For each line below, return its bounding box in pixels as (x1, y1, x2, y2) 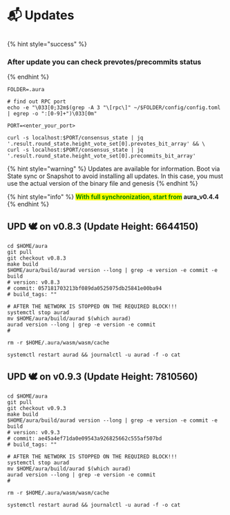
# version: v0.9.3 (7, 429, 60, 436)
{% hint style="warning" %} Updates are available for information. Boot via (7, 164, 220, 173)
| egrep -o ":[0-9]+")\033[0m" (7, 110, 97, 117)
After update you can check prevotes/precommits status (7, 57, 202, 66)
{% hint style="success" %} (7, 39, 88, 48)
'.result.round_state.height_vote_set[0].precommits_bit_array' (7, 152, 196, 159)
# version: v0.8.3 (7, 279, 60, 286)
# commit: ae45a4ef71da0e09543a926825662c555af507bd (7, 435, 162, 442)
